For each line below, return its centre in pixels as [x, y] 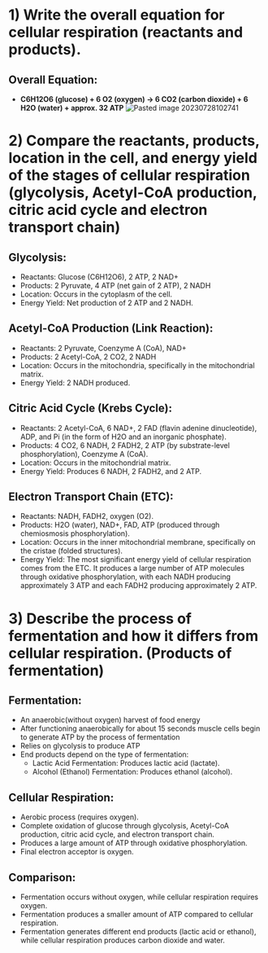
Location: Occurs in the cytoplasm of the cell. [96, 294]
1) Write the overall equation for [117, 15]
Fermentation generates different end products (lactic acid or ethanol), [138, 932]
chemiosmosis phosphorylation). [75, 534]
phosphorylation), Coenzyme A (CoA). [84, 454]
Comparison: [42, 877]
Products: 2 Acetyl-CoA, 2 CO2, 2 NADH [88, 357]
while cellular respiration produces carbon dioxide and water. [123, 940]
